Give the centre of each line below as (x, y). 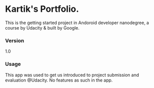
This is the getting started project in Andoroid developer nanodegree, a (77, 23)
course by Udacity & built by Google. (42, 28)
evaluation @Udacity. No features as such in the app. (59, 80)
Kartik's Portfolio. (42, 9)
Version (15, 40)
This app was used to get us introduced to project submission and (72, 75)
